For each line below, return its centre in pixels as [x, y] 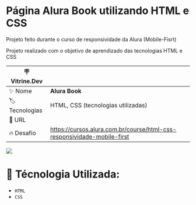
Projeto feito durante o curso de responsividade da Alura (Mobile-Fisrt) [91, 39]
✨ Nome [20, 91]
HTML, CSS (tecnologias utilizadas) [99, 105]
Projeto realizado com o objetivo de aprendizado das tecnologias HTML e [94, 50]
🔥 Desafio [22, 133]
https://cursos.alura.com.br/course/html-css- [113, 129]
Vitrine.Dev [27, 81]
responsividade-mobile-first [90, 137]
